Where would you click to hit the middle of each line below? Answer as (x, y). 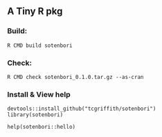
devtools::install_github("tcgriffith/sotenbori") (82, 109)
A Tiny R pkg (35, 11)
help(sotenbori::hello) (42, 127)
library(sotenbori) (35, 115)
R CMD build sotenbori (40, 45)
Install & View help (39, 94)
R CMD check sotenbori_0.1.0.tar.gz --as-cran (75, 77)
